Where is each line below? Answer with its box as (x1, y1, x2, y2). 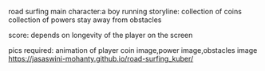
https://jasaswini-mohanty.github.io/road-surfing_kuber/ (8, 54, 194, 63)
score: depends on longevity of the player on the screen (8, 31, 193, 39)
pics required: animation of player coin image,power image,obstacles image (8, 46, 258, 54)
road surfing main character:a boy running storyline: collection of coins (8, 7, 242, 16)
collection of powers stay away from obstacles (8, 15, 162, 24)
